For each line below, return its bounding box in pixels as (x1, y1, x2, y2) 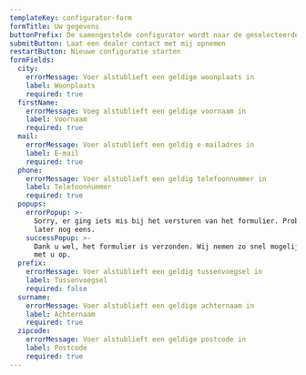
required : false (25, 284, 88, 293)
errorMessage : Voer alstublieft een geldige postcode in (25, 335, 247, 344)
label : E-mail (25, 148, 79, 157)
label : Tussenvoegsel (25, 276, 107, 285)
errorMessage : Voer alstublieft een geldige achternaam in (25, 301, 255, 310)
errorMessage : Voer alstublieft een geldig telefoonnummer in (25, 174, 267, 183)
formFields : (9, 56, 55, 65)
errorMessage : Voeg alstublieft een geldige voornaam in (25, 106, 247, 116)
